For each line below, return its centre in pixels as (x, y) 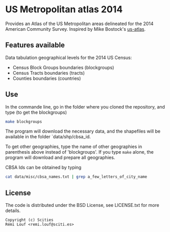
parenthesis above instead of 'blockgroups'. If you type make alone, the (80, 152)
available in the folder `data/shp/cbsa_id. (48, 137)
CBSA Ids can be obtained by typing (43, 167)
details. (13, 210)
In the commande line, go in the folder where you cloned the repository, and (85, 107)
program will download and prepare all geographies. (60, 158)
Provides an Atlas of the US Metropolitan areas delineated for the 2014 (80, 24)
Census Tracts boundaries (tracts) (49, 73)
